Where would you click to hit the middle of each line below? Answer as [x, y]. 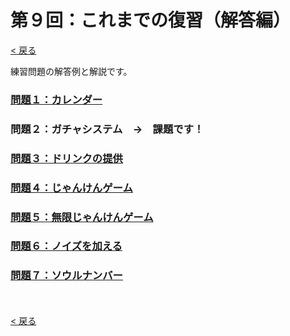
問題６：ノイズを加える [66, 246]
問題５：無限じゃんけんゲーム [82, 217]
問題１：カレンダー [56, 99]
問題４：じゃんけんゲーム [71, 188]
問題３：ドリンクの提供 [66, 158]
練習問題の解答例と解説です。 [71, 71]
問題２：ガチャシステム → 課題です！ [107, 129]
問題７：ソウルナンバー [66, 276]
